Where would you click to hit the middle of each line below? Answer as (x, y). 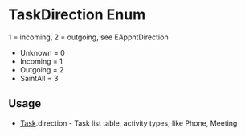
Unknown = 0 (43, 52)
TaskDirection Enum (77, 15)
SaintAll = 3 (39, 78)
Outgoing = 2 (42, 69)
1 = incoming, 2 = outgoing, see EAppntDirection (88, 37)
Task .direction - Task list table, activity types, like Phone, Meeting (129, 123)
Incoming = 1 (41, 61)
